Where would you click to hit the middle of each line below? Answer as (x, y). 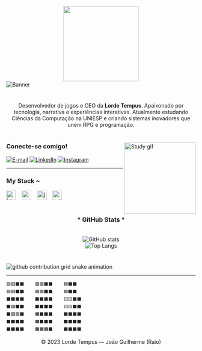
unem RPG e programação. (101, 125)
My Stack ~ (23, 181)
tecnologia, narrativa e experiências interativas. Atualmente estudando (101, 112)
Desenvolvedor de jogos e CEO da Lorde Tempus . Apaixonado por (101, 106)
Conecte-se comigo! (37, 147)
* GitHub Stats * (101, 220)
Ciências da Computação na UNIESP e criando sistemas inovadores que (101, 118)
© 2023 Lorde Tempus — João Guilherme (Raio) (101, 341)
